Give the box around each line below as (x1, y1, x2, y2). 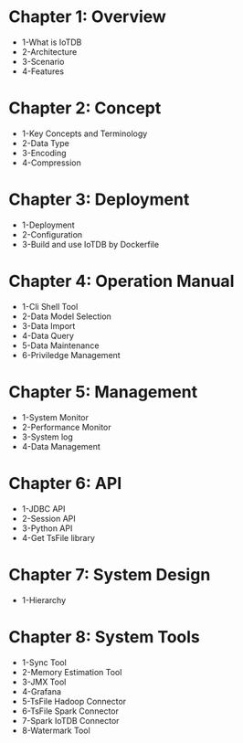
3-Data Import (21, 320, 76, 331)
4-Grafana (21, 685, 61, 696)
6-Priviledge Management (21, 349, 121, 360)
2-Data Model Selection (21, 311, 111, 322)
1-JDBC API (21, 503, 66, 514)
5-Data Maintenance (21, 340, 100, 351)
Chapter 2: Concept (8, 98, 162, 119)
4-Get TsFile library (21, 532, 95, 543)
